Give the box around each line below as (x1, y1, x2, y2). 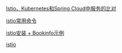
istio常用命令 (6, 17, 37, 24)
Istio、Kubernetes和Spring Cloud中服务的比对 (6, 5, 117, 12)
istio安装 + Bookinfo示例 (6, 29, 64, 36)
